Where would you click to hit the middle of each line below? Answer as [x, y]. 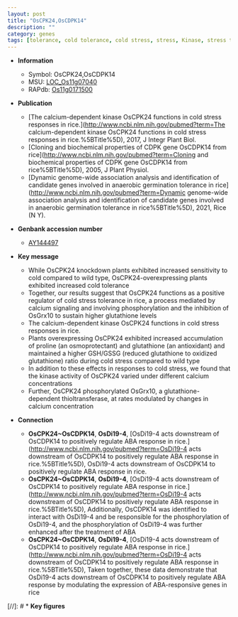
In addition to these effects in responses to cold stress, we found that [129, 369]
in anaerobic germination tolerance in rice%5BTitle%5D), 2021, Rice [127, 208]
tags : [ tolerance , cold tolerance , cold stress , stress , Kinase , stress [117, 41]
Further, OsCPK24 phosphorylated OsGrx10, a [95, 391]
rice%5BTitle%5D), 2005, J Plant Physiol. [89, 170]
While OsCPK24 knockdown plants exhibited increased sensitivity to [128, 270]
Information [35, 60]
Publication [35, 103]
